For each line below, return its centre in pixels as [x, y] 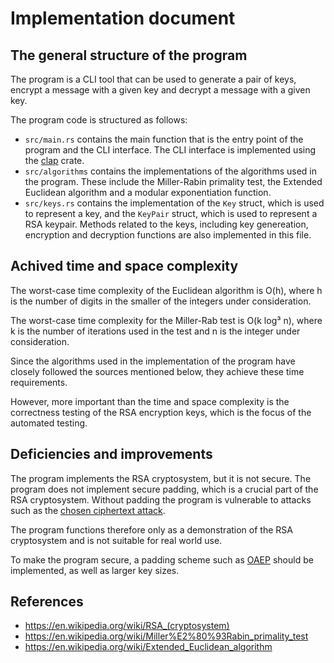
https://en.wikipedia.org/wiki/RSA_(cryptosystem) [127, 626]
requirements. [39, 382]
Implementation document [123, 18]
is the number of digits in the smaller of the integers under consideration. [161, 301]
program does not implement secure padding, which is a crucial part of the [164, 489]
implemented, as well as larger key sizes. [95, 570]
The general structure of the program [129, 55]
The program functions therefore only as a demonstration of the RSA [151, 529]
